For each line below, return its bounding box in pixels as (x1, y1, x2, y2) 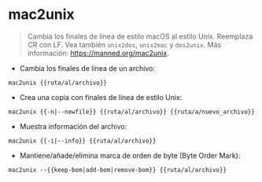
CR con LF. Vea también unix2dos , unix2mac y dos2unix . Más (27, 39, 222, 49)
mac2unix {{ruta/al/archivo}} (8, 79, 108, 87)
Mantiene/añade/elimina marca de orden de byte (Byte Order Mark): (19, 150, 241, 160)
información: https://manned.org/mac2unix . (27, 48, 169, 58)
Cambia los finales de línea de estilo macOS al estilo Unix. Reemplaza (27, 32, 253, 41)
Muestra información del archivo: (19, 121, 127, 131)
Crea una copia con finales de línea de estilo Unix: (19, 92, 183, 102)
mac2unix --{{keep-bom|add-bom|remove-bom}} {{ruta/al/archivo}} (8, 165, 227, 174)
